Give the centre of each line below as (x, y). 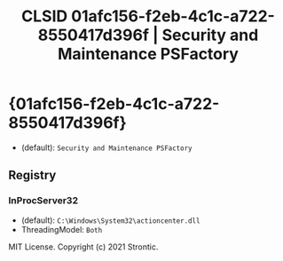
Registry (32, 175)
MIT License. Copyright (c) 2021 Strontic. (83, 247)
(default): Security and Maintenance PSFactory (106, 147)
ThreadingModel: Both (62, 229)
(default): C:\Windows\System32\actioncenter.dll (110, 220)
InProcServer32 (43, 201)
